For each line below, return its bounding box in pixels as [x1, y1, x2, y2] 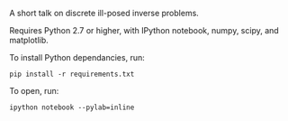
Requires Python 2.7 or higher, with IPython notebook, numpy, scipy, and [9, 25, 279, 35]
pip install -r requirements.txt [9, 70, 135, 79]
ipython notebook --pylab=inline [9, 103, 135, 112]
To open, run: [9, 86, 59, 96]
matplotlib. [9, 35, 49, 45]
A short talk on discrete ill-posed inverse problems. [9, 8, 200, 18]
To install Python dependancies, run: [9, 52, 146, 62]
